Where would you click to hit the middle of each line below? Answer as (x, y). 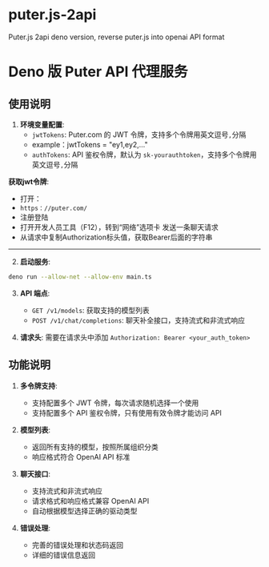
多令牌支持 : (38, 385)
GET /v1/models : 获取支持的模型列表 (90, 310)
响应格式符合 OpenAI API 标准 (81, 456)
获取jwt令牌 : (29, 181)
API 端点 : (35, 293)
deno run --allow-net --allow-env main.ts (80, 277)
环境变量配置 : (42, 124)
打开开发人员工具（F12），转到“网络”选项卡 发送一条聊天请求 (119, 227)
